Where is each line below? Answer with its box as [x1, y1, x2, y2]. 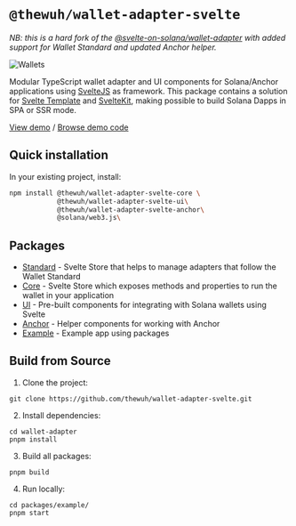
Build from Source [9, 353, 111, 368]
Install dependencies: [21, 409, 101, 420]
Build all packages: [21, 450, 92, 461]
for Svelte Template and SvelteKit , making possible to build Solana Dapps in [9, 95, 287, 106]
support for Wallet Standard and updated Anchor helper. [9, 42, 217, 53]
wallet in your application [21, 290, 115, 301]
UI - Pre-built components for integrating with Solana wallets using [21, 300, 267, 311]
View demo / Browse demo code [9, 122, 129, 133]
